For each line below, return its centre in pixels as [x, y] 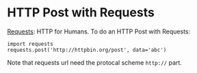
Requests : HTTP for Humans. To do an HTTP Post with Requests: [98, 31]
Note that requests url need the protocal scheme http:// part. [95, 62]
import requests [30, 44]
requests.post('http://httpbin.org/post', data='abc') [87, 50]
